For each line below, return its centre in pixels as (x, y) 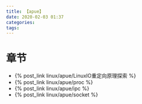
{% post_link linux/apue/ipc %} (52, 89)
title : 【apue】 (25, 11)
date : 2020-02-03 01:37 (35, 17)
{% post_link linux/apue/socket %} (56, 95)
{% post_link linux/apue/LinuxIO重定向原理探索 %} (75, 76)
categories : (20, 22)
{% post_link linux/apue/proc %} (54, 82)
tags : (13, 28)
